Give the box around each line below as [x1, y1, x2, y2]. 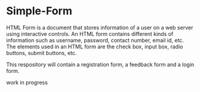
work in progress [6, 79, 48, 86]
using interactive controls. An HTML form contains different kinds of [6, 30, 174, 37]
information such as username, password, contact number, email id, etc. [6, 36, 184, 44]
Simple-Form [6, 4, 73, 18]
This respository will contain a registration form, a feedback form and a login [6, 61, 195, 68]
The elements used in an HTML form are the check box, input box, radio [6, 43, 183, 50]
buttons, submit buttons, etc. [6, 49, 77, 56]
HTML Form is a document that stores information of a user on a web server [6, 24, 193, 31]
